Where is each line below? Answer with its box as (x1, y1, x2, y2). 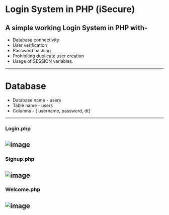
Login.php (5, 125, 31, 132)
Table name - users (12, 102, 53, 109)
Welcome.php (5, 186, 40, 193)
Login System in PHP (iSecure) (5, 4, 135, 15)
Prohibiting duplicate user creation (12, 53, 84, 59)
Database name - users (12, 97, 61, 103)
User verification (12, 42, 47, 48)
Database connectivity (12, 37, 59, 43)
